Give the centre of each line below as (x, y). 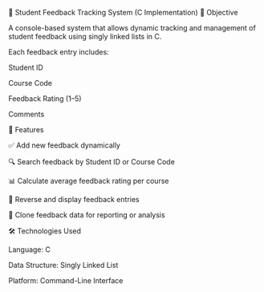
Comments (26, 114)
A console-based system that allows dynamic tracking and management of (132, 28)
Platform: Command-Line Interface (66, 280)
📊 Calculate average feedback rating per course (89, 181)
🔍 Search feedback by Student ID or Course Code (91, 162)
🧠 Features (26, 130)
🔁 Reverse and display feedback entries (74, 199)
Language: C (29, 249)
